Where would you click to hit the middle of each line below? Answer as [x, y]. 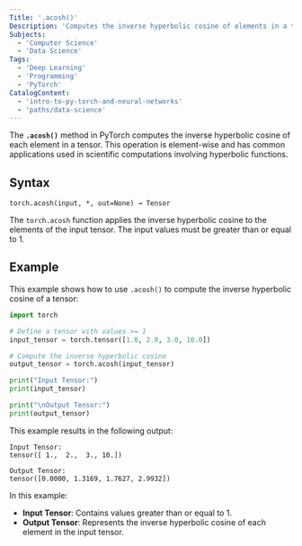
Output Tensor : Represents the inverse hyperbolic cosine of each [144, 522]
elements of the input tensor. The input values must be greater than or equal [151, 229]
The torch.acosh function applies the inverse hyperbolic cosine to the [138, 220]
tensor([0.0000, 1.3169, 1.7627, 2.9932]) [90, 479]
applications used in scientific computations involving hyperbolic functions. [149, 155]
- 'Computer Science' [58, 43]
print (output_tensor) [50, 413]
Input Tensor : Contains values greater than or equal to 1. [127, 513]
